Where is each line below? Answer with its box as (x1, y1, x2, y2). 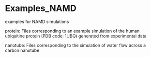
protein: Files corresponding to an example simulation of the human (5, 28, 140, 34)
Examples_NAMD (5, 3, 76, 14)
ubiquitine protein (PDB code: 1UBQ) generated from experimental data (5, 33, 147, 39)
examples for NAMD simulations (5, 19, 69, 24)
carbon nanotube (5, 47, 40, 53)
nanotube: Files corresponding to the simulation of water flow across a (5, 42, 146, 48)
